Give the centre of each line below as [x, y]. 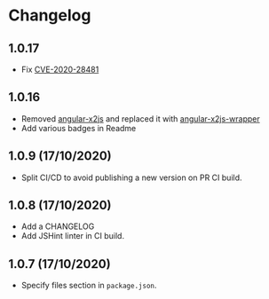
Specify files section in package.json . [89, 286]
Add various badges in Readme [79, 128]
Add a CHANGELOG [58, 226]
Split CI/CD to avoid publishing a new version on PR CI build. [131, 177]
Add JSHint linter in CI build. [73, 236]
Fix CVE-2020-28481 [60, 69]
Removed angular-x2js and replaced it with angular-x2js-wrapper [140, 118]
